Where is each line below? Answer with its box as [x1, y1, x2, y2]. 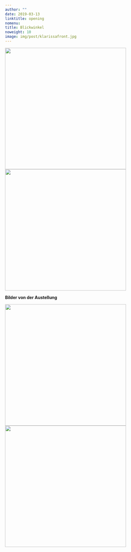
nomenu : [5, 20, 21, 26]
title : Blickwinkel [5, 25, 44, 30]
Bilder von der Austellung [5, 294, 58, 300]
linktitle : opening [5, 16, 44, 21]
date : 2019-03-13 [5, 12, 40, 17]
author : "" [5, 7, 27, 12]
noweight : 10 [5, 30, 31, 34]
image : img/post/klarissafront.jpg [5, 34, 77, 39]
